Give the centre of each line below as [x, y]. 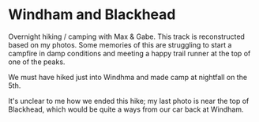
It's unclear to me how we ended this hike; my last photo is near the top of [129, 101]
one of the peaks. [37, 62]
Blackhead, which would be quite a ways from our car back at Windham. [126, 109]
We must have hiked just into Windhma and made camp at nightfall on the [128, 77]
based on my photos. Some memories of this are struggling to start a [120, 44]
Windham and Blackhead [92, 15]
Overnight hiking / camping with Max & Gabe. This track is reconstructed [126, 36]
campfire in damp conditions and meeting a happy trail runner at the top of [129, 53]
